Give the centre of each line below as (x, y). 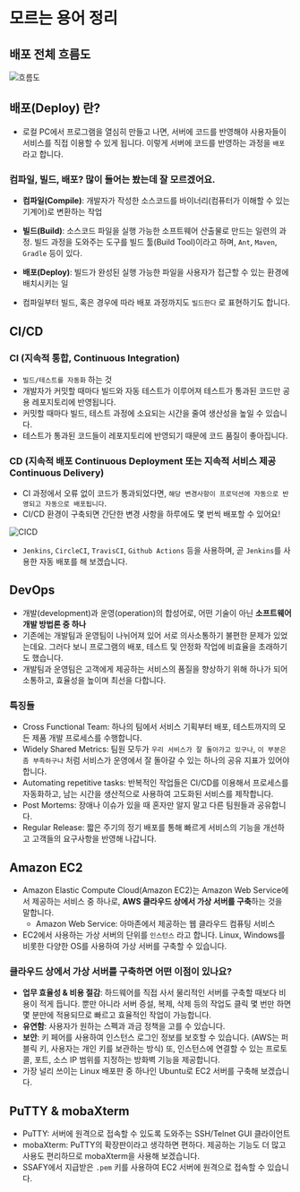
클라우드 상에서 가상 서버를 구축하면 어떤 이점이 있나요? (121, 971)
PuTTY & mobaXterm (69, 1111)
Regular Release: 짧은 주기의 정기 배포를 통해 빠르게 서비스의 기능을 (141, 828)
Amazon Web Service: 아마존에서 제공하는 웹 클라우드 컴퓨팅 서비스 (155, 924)
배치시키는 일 (45, 284)
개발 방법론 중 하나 (54, 624)
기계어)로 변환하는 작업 (62, 212)
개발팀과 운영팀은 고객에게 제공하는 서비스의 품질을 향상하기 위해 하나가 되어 (155, 669)
